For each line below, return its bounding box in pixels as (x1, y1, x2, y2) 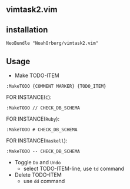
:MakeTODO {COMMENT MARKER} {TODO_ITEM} (6, 84, 107, 89)
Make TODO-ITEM (14, 72, 60, 79)
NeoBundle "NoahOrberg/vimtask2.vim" (6, 41, 99, 47)
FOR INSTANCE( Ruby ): (6, 115, 60, 122)
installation (6, 25, 48, 35)
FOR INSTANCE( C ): (6, 94, 52, 101)
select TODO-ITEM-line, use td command (23, 165, 125, 173)
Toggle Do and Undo (14, 159, 61, 166)
